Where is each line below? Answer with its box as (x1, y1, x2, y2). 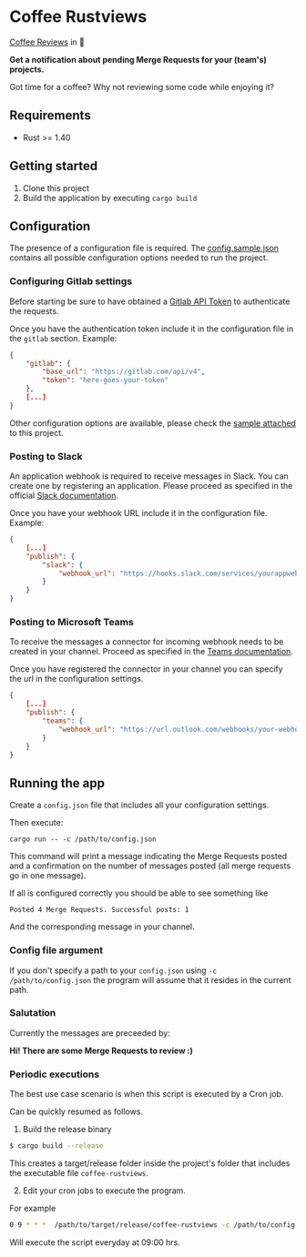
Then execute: (9, 817, 64, 828)
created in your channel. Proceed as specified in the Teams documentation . (9, 646, 294, 657)
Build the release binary (22, 1124, 112, 1135)
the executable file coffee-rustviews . (9, 1167, 148, 1178)
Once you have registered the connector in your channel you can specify (9, 664, 284, 674)
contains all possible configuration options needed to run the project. (9, 252, 269, 263)
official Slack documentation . (9, 490, 119, 502)
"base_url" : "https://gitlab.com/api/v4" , (42, 367, 206, 377)
